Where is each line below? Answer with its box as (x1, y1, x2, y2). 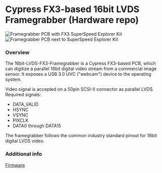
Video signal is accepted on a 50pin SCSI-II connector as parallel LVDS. (5, 86, 154, 92)
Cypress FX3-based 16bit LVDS (5, 4, 140, 15)
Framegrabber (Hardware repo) (5, 14, 139, 26)
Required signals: (5, 92, 41, 98)
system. (5, 77, 22, 83)
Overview (5, 49, 30, 56)
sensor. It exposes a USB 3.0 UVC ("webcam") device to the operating (5, 71, 151, 77)
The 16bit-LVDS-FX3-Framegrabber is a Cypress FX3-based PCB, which (5, 61, 156, 67)
